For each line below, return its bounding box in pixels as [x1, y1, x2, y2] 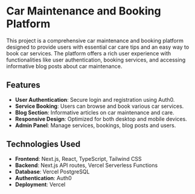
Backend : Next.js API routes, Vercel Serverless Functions [14, 161, 158, 169]
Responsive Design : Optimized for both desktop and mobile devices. [14, 115, 187, 122]
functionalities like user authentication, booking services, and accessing [6, 56, 186, 63]
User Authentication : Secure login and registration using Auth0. [14, 96, 175, 103]
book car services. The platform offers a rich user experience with [6, 49, 171, 57]
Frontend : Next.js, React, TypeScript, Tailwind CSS [14, 155, 142, 162]
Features [6, 80, 40, 90]
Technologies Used [6, 139, 80, 149]
